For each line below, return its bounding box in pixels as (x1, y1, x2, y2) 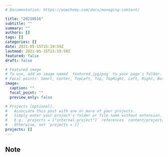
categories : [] (5, 39, 37, 45)
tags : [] (5, 35, 23, 40)
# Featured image (5, 67, 41, 72)
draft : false (5, 58, 32, 63)
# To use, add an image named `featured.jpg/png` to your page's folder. (5, 72, 162, 77)
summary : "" (5, 25, 30, 30)
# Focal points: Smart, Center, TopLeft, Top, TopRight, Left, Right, (5, 76, 155, 81)
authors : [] (5, 30, 30, 35)
